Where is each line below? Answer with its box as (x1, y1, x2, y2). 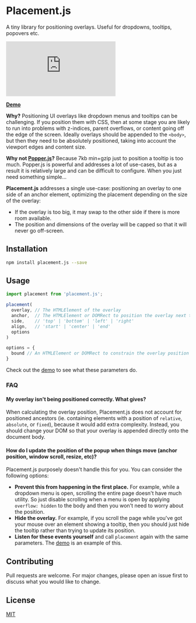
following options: (6, 472, 49, 479)
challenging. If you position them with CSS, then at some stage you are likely (6, 118, 190, 125)
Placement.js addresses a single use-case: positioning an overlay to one (6, 184, 182, 191)
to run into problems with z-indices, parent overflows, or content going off (6, 125, 185, 132)
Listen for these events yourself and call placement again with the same (14, 533, 188, 541)
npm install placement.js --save (6, 259, 87, 266)
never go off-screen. (14, 227, 65, 234)
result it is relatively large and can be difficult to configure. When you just (6, 167, 182, 174)
